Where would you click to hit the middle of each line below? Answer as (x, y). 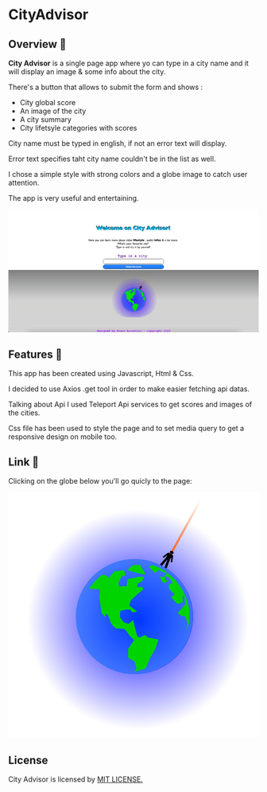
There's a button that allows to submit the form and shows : (106, 87)
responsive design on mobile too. (63, 437)
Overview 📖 (37, 44)
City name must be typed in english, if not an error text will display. (118, 143)
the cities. (24, 413)
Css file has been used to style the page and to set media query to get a (126, 429)
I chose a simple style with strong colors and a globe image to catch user (128, 174)
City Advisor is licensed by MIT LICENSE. (75, 779)
